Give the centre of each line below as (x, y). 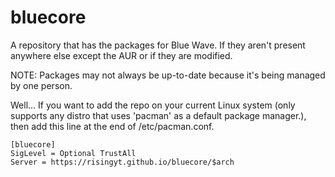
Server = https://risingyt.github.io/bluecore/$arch (122, 162)
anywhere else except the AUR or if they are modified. (121, 55)
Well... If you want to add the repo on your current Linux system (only (153, 105)
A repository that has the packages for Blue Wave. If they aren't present (158, 45)
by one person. (41, 85)
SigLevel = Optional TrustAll (73, 153)
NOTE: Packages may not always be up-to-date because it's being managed (168, 75)
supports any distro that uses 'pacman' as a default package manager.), (158, 115)
